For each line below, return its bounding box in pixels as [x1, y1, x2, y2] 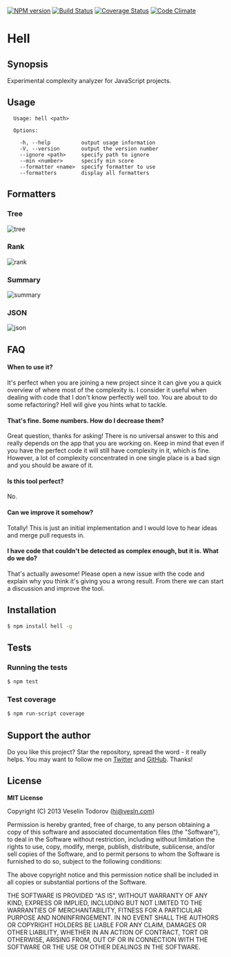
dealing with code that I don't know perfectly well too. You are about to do [7, 393, 218, 401]
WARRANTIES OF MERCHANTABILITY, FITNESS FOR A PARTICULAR [7, 906, 202, 914]
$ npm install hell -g [7, 623, 72, 630]
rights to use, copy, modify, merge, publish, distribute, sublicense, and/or [7, 842, 215, 850]
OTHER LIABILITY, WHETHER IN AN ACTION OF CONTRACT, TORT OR [7, 928, 208, 936]
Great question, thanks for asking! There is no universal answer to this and [7, 432, 219, 440]
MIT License [7, 793, 43, 802]
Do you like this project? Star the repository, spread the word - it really [7, 748, 207, 756]
